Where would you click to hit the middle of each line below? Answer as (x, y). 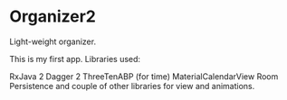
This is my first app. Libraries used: (75, 59)
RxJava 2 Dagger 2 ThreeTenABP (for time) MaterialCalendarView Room (144, 76)
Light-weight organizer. (53, 41)
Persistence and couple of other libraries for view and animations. (132, 86)
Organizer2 (53, 17)
